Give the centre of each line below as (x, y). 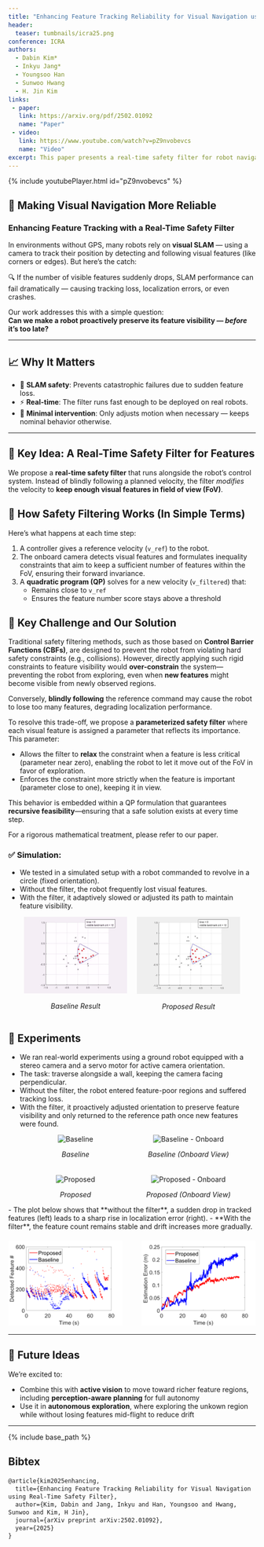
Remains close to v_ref (69, 590)
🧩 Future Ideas (44, 1355)
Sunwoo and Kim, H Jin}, (49, 1512)
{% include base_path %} (49, 1437)
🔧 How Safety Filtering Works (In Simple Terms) (127, 514)
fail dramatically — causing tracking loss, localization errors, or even (119, 289)
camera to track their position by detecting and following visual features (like (132, 253)
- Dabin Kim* (37, 58)
